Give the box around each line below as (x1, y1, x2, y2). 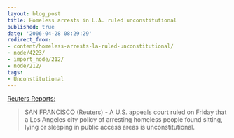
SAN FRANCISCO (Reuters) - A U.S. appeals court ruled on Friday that (24, 108, 227, 116)
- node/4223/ (7, 50, 46, 57)
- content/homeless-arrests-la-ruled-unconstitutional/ (7, 43, 174, 50)
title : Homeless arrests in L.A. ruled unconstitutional (7, 17, 177, 24)
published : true (7, 23, 55, 30)
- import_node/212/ (7, 56, 64, 63)
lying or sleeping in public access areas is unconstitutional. (24, 123, 195, 132)
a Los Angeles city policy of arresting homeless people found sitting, (24, 116, 223, 124)
